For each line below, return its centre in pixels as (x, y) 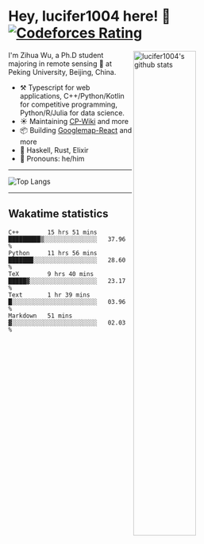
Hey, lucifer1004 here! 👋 (90, 16)
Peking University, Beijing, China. (62, 72)
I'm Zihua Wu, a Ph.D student (56, 55)
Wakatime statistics (58, 214)
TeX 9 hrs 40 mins (51, 274)
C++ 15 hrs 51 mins (53, 232)
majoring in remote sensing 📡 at (60, 64)
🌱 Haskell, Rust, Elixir (54, 150)
